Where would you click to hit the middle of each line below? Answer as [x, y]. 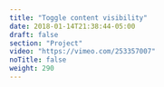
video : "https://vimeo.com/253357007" [82, 52]
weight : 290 [32, 69]
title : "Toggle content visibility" [78, 18]
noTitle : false [38, 60]
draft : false [34, 34]
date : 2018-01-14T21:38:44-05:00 [72, 26]
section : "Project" [46, 43]
